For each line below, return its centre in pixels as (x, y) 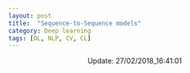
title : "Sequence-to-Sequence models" (75, 23)
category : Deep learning (50, 30)
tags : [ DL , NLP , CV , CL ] (50, 38)
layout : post (30, 16)
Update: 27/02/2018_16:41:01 (135, 61)
